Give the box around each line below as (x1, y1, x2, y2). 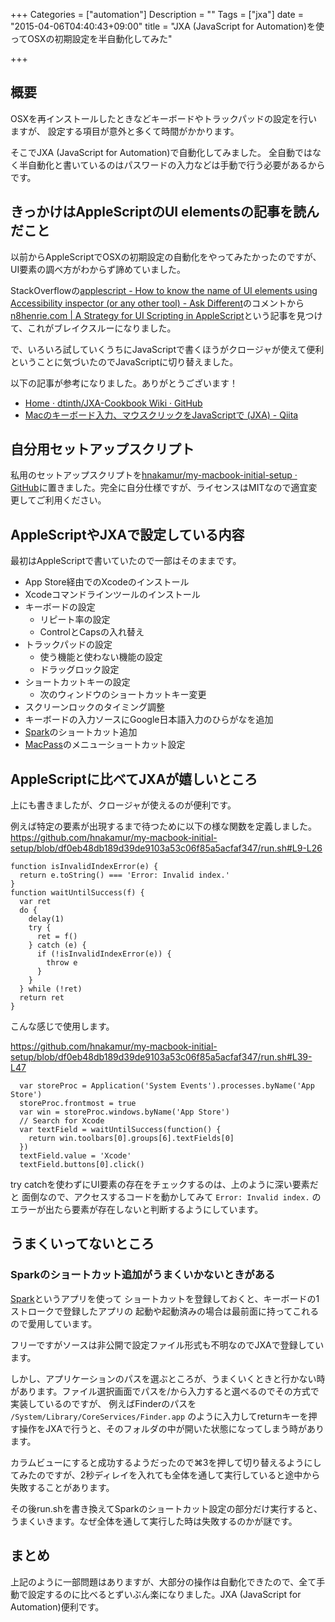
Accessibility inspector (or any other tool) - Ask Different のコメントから (10, 297, 305, 309)
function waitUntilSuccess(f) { (10, 888, 145, 898)
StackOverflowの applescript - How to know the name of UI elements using (10, 284, 318, 296)
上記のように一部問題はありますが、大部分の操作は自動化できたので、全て (10, 1575, 317, 1588)
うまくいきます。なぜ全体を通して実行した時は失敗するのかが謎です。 (10, 1515, 298, 1527)
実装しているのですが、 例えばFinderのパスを (10, 1397, 197, 1409)
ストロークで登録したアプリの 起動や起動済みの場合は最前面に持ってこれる (10, 1305, 320, 1317)
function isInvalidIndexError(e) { (10, 862, 159, 872)
